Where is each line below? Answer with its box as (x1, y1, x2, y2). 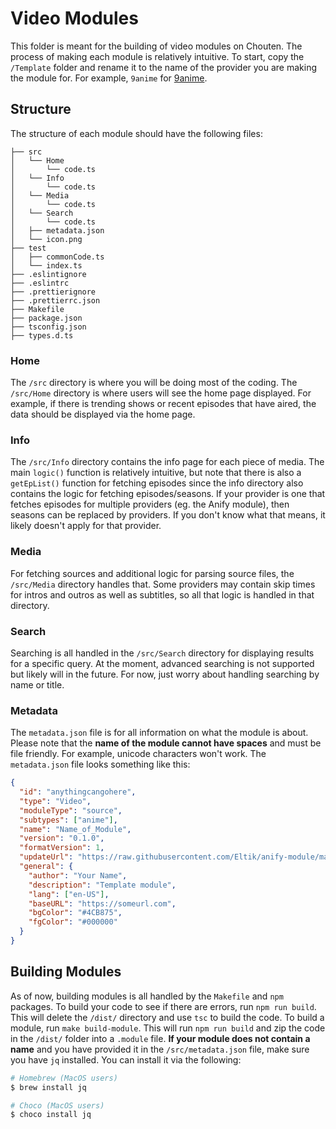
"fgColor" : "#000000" (28, 917, 118, 927)
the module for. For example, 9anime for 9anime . (10, 72, 208, 84)
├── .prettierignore (10, 287, 97, 297)
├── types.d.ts (10, 330, 74, 341)
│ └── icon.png (10, 234, 83, 244)
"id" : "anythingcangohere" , (19, 787, 137, 797)
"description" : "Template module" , (28, 880, 177, 890)
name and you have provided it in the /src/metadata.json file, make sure (10, 1043, 310, 1055)
